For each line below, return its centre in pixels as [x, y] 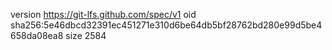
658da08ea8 [37, 35]
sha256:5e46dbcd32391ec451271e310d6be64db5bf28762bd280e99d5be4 [166, 25]
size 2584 [86, 35]
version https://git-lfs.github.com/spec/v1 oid [103, 14]
